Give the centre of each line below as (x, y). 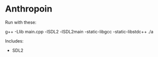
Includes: (14, 41)
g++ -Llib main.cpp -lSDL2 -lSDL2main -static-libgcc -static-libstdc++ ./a (79, 31)
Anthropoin (29, 9)
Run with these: (21, 22)
